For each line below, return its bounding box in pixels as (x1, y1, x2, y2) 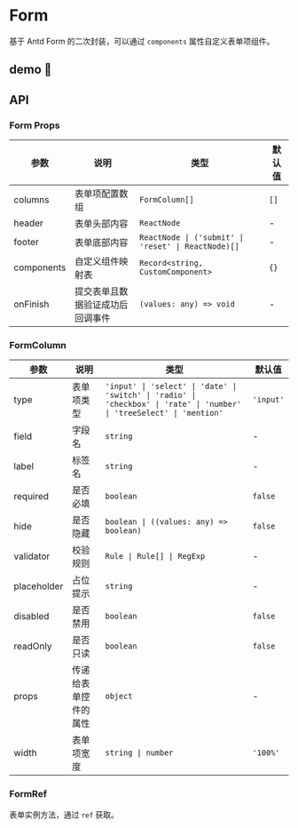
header (13, 217, 44, 229)
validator (13, 550, 51, 562)
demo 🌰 (9, 62, 52, 77)
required (13, 490, 50, 503)
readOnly (13, 641, 52, 653)
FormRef (9, 788, 47, 800)
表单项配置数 (74, 187, 129, 200)
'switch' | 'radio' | (105, 390, 197, 401)
